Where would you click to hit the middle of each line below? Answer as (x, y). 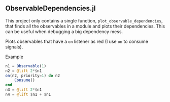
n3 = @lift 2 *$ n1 (24, 90)
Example (14, 57)
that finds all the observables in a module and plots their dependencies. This (85, 26)
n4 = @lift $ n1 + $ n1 (28, 95)
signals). (14, 47)
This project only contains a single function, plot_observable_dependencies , (84, 20)
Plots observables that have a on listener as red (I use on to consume (77, 41)
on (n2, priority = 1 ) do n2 (32, 75)
